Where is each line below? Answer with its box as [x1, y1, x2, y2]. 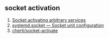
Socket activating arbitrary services [12, 17, 86, 23]
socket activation [5, 4, 60, 12]
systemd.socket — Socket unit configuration [12, 22, 104, 28]
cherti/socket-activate [12, 27, 58, 34]
